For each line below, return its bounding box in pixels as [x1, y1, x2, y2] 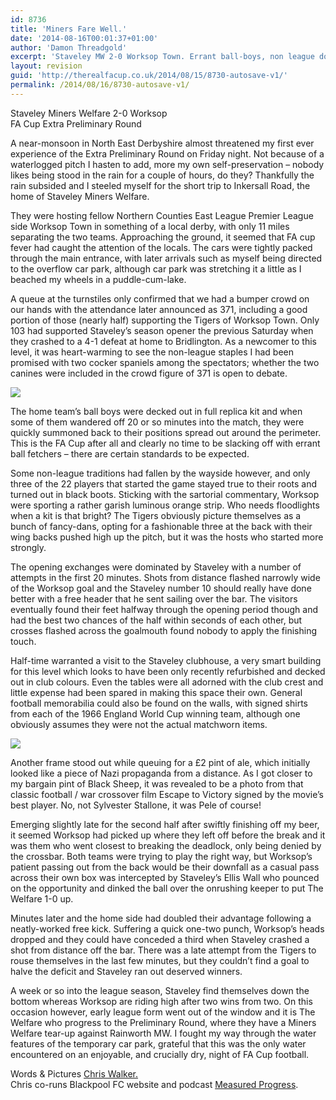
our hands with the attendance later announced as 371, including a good [10, 303, 308, 315]
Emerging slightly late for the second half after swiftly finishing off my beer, [10, 818, 320, 830]
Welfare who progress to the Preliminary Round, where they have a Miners [10, 1016, 317, 1028]
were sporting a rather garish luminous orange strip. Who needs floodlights [10, 499, 320, 511]
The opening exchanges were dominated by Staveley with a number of [10, 561, 302, 573]
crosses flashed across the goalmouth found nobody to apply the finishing [10, 624, 317, 636]
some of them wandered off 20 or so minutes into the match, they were [10, 416, 305, 428]
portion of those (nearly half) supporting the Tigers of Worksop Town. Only [10, 314, 320, 326]
